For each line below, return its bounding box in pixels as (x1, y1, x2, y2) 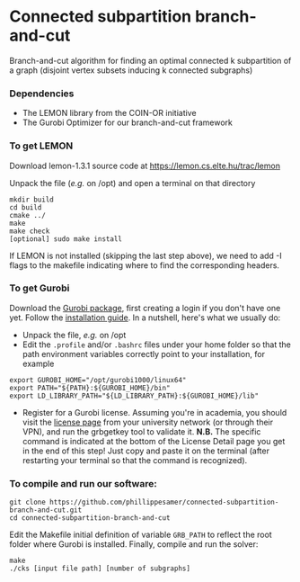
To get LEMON (9, 139, 74, 152)
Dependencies (9, 87, 75, 100)
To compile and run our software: (9, 477, 157, 489)
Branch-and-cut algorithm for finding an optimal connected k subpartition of (9, 55, 292, 66)
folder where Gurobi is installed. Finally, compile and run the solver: (9, 539, 259, 550)
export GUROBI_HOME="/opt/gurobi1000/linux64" (9, 375, 187, 384)
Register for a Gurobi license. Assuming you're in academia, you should (22, 407, 287, 417)
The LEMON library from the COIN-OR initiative (22, 108, 197, 119)
